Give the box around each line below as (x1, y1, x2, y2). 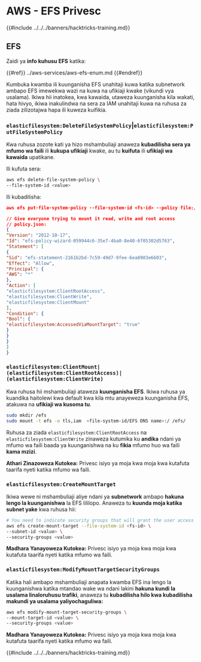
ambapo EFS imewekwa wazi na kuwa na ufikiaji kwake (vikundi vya (6, 87, 174, 94)
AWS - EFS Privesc (6, 4, 102, 18)
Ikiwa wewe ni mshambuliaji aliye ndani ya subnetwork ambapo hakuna (6, 493, 184, 500)
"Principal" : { (6, 266, 44, 272)
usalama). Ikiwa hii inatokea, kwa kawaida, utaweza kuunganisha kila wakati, (6, 93, 195, 100)
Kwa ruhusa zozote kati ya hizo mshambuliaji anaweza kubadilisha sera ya (6, 141, 191, 148)
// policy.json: (6, 221, 47, 227)
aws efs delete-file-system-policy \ (6, 177, 100, 183)
